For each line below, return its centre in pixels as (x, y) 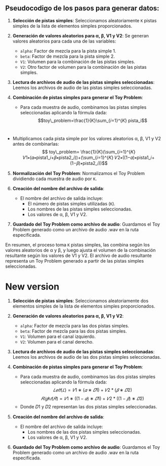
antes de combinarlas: (36, 144)
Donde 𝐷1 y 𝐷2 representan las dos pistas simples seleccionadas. (89, 406)
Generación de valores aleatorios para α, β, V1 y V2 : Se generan (81, 35)
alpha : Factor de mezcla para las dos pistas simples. (75, 325)
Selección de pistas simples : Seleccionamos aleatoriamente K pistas (85, 20)
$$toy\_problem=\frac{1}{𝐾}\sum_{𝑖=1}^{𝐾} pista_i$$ (93, 120)
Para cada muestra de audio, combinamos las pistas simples (83, 107)
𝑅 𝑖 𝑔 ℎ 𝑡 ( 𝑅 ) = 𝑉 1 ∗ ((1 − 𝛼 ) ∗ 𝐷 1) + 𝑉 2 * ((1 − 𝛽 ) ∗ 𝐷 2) (93, 398)
